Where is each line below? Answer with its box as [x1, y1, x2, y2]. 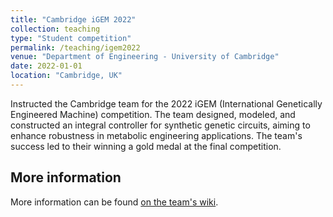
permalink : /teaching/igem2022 [10, 42, 141, 53]
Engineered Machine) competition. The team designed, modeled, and [10, 108, 296, 120]
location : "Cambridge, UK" [10, 71, 123, 81]
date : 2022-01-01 [10, 61, 83, 71]
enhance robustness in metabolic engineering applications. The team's [10, 129, 303, 141]
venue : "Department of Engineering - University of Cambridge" [10, 52, 280, 62]
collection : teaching [10, 24, 101, 34]
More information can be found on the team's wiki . [10, 196, 219, 208]
